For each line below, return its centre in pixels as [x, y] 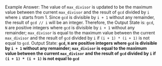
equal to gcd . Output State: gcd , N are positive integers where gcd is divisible [81, 43]
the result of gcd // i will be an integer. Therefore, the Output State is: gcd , [80, 22]
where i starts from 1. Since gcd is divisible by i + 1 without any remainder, [80, 17]
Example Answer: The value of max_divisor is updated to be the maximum [79, 7]
